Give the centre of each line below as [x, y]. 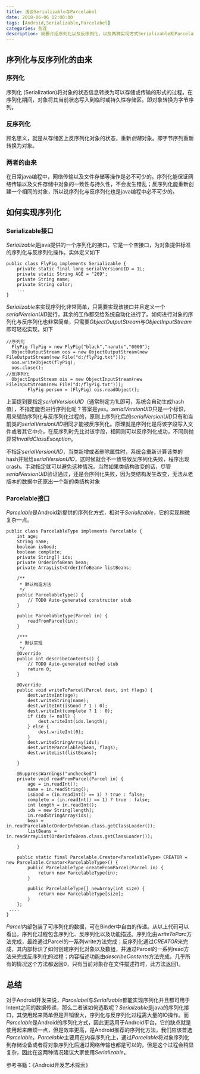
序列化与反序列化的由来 [49, 59]
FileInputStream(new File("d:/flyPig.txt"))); [65, 385]
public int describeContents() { [58, 659]
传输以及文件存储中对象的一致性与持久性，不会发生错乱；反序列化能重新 [100, 184]
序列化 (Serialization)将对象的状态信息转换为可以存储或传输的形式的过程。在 [99, 92]
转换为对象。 [22, 146]
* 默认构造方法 [35, 585]
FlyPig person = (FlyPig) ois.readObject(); [84, 390]
